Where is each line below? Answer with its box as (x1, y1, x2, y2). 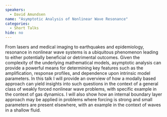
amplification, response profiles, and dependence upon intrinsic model (5, 70, 151, 76)
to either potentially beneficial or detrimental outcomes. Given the (5, 55, 140, 60)
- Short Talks (9, 26, 39, 31)
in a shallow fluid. (5, 107, 41, 113)
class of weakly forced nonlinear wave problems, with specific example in (5, 86, 157, 92)
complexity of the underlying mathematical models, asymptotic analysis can (5, 60, 162, 65)
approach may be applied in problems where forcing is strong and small (5, 97, 153, 102)
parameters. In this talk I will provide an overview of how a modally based (5, 75, 156, 81)
